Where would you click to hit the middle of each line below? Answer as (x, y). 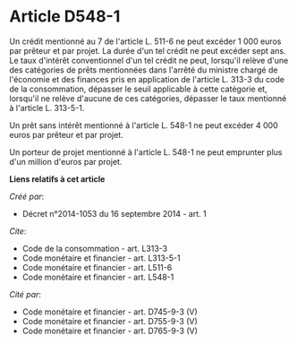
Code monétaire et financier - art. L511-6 (97, 267)
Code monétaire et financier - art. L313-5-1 (101, 258)
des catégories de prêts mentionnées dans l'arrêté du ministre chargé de (144, 70)
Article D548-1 (65, 17)
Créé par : (27, 196)
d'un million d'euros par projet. (66, 161)
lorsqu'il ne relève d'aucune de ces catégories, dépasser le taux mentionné (148, 98)
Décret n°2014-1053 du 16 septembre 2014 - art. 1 (115, 213)
